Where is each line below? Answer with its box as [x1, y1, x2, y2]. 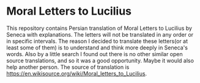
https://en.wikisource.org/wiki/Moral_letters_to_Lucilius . [6, 70, 147, 77]
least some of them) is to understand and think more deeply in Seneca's [6, 44, 188, 51]
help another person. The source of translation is [6, 63, 130, 71]
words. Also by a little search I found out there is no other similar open [6, 50, 183, 57]
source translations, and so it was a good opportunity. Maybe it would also [6, 57, 194, 64]
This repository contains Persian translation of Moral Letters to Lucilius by [6, 24, 193, 32]
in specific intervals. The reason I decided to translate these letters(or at [6, 37, 188, 45]
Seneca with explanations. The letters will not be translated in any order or [6, 31, 194, 38]
